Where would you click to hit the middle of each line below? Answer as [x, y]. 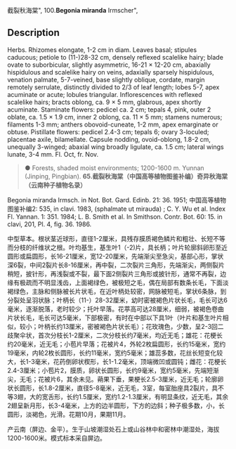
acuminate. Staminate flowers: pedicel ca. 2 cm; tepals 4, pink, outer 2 [109, 109]
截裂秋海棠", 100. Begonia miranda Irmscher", [73, 10]
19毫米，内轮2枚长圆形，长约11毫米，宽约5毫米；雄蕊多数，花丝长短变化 [112, 353]
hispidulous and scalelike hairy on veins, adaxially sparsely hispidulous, [111, 72]
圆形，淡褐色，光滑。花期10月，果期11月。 [68, 414]
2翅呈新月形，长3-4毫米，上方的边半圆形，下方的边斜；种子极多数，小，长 [116, 405]
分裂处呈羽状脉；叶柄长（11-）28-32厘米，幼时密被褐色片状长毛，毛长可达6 [118, 300]
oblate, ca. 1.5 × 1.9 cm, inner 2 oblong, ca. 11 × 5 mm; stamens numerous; [115, 117]
